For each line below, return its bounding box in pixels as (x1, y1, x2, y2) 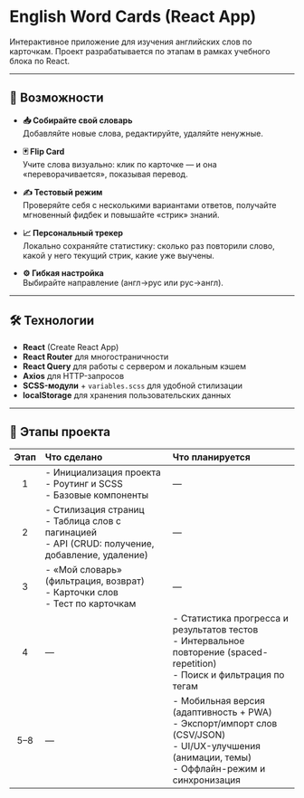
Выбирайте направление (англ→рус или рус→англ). (22, 277, 224, 288)
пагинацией (44, 527, 98, 539)
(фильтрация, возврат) (44, 575, 145, 587)
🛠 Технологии (9, 313, 95, 328)
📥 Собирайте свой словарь (22, 115, 133, 126)
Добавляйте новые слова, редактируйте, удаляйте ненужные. (22, 128, 264, 138)
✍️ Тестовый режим (22, 186, 103, 197)
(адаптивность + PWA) (172, 706, 273, 718)
